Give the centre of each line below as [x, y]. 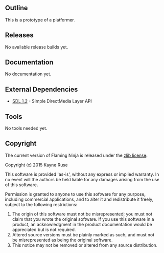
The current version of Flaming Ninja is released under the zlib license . [76, 155]
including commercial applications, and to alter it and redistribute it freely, [79, 199]
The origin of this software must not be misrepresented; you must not [82, 214]
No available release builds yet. [37, 47]
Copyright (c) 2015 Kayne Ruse [36, 165]
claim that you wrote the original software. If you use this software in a [83, 219]
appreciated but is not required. [44, 230]
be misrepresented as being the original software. [62, 240]
